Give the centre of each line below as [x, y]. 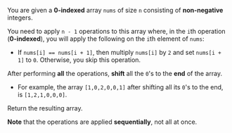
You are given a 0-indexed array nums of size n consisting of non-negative [115, 10]
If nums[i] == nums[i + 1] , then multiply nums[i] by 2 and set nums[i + [119, 52]
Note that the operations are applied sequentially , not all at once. [102, 122]
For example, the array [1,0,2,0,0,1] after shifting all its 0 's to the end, [120, 87]
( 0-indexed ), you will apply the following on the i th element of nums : [106, 39]
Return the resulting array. [45, 108]
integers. [20, 18]
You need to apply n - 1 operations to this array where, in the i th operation [117, 31]
